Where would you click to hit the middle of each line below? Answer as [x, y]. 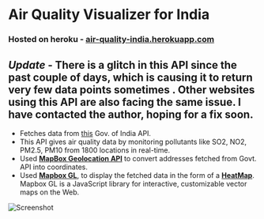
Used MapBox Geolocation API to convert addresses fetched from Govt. [138, 158]
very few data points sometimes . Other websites [132, 90]
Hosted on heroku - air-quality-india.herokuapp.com [111, 40]
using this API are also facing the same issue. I [124, 102]
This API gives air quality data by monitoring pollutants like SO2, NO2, [133, 142]
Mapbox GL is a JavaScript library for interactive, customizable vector [133, 183]
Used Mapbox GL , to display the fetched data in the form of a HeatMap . [137, 175]
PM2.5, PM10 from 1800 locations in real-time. [95, 150]
